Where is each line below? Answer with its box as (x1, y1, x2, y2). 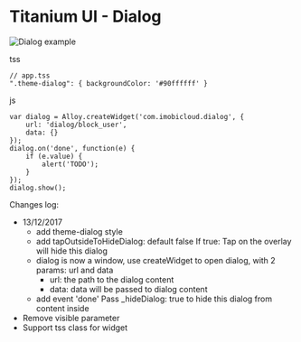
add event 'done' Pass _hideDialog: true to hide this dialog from (35, 293, 273, 304)
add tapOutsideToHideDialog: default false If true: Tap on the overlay (35, 236, 292, 246)
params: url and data (35, 264, 114, 275)
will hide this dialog (35, 245, 108, 256)
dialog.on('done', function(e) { (9, 143, 136, 153)
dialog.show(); (9, 183, 67, 192)
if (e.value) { (25, 152, 83, 161)
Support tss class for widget (22, 322, 128, 333)
